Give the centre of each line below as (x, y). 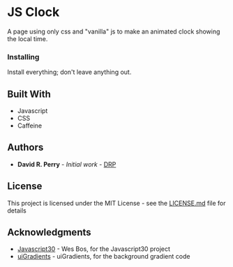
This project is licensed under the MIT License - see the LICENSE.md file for (116, 203)
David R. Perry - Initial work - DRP (67, 164)
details (17, 211)
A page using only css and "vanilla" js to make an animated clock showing (114, 31)
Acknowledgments (50, 232)
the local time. (28, 38)
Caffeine (30, 125)
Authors (25, 147)
